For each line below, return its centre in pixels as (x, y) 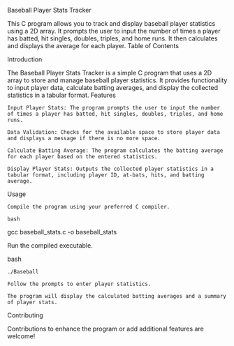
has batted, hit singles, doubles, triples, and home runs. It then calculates (112, 38)
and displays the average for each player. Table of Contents (93, 46)
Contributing (25, 315)
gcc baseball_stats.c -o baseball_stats (62, 232)
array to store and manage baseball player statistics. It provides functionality (117, 80)
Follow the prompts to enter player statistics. (79, 284)
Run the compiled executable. (50, 246)
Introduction (25, 59)
